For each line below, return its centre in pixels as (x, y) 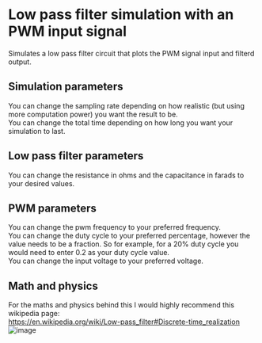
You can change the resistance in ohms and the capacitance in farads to (126, 175)
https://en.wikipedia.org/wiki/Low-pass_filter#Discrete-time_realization (124, 322)
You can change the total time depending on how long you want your (121, 122)
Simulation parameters (66, 87)
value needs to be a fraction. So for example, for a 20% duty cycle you (123, 244)
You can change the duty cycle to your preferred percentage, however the (129, 236)
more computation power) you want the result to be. (93, 114)
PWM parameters (53, 208)
